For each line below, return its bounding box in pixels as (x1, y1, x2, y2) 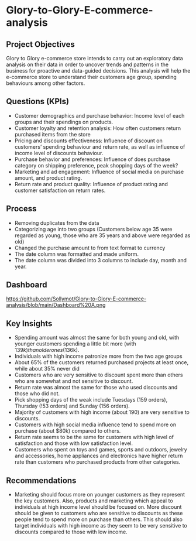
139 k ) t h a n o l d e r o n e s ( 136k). (14, 347, 80, 354)
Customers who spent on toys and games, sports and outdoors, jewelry (14, 446, 187, 453)
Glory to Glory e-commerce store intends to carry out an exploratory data (6, 55, 183, 61)
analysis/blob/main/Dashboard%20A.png (6, 302, 106, 309)
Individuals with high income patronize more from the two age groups (14, 352, 183, 360)
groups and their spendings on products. (14, 118, 114, 125)
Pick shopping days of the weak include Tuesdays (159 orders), (14, 396, 168, 403)
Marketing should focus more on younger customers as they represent (14, 491, 185, 498)
